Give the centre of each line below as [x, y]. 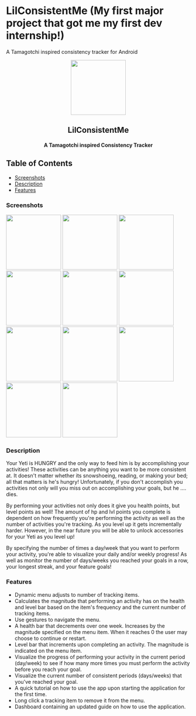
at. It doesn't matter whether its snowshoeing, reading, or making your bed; [97, 476]
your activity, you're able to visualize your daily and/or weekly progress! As [97, 555]
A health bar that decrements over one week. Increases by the [90, 626]
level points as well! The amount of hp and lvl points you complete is [88, 512]
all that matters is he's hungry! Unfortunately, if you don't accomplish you [94, 482]
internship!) [35, 36]
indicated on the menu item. [48, 650]
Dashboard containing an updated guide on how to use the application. [100, 707]
